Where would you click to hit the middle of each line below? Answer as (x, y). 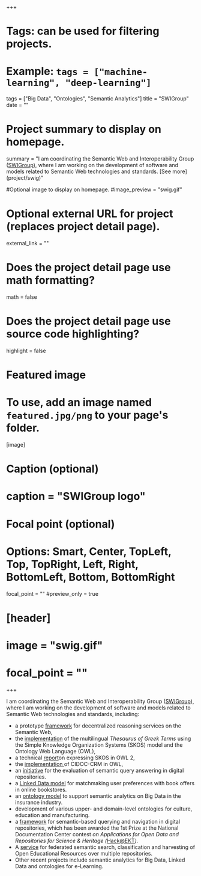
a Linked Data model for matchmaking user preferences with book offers (105, 783)
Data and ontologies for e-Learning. (59, 866)
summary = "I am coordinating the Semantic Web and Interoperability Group (100, 159)
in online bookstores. (41, 789)
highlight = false (26, 351)
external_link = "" (28, 243)
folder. (23, 428)
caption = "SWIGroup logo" (76, 496)
